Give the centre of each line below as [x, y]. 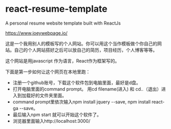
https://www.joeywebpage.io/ [36, 33]
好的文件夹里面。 [48, 95]
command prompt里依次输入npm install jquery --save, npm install [81, 102]
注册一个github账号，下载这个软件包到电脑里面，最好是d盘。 [77, 82]
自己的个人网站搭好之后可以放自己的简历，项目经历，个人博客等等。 [86, 50]
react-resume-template [56, 9]
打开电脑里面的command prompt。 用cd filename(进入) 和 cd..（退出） [87, 89]
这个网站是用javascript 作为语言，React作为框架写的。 [63, 61]
